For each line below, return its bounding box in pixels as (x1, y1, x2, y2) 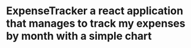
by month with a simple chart (6, 30, 152, 43)
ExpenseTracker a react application (6, 4, 183, 18)
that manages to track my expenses (6, 17, 186, 30)
